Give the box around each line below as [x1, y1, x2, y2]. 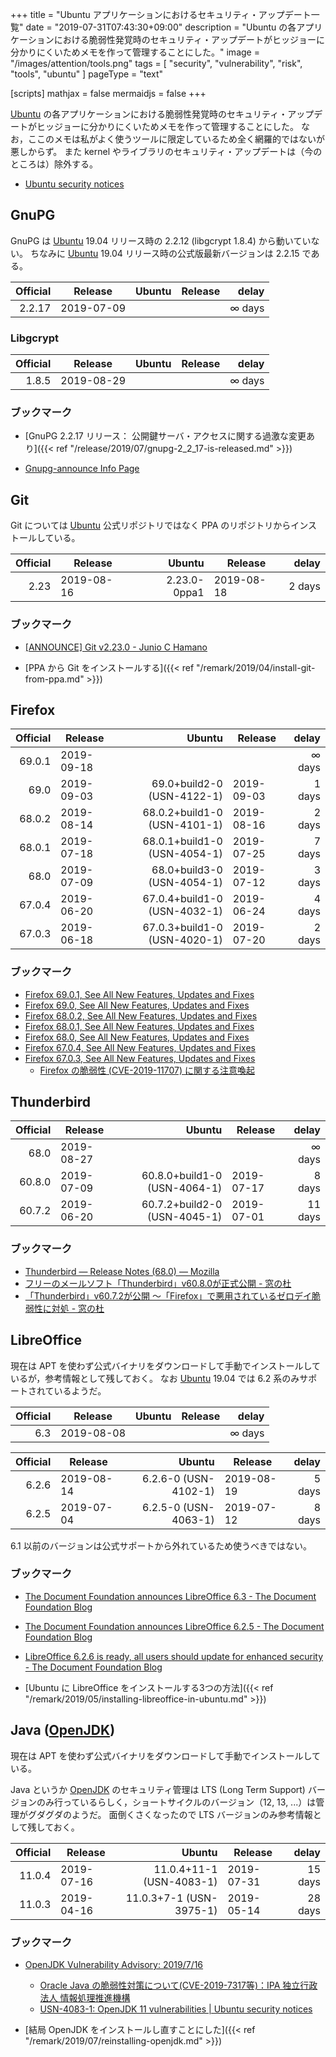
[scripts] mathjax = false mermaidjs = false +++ [10, 88, 207, 99]
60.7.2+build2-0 [141, 1198, 223, 1212]
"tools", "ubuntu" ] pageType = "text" [10, 68, 164, 80]
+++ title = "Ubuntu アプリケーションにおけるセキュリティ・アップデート [10, 9, 312, 20]
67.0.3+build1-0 [142, 921, 223, 935]
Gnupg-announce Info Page [24, 463, 140, 475]
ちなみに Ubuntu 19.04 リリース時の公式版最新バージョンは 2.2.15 [29, 247, 300, 259]
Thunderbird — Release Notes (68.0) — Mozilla [24, 1265, 220, 1277]
